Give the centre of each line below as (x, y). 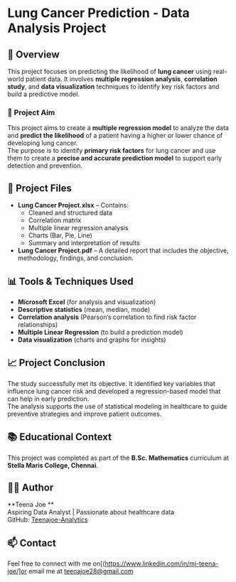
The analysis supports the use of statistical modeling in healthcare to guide (117, 406)
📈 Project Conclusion (56, 363)
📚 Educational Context (60, 437)
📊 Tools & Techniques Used (70, 281)
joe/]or (17, 571)
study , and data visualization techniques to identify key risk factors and (113, 86)
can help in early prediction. (48, 399)
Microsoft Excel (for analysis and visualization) (87, 302)
